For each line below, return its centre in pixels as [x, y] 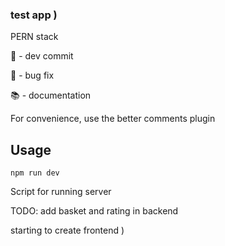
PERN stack [34, 37]
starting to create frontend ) [67, 230]
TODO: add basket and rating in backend [94, 211]
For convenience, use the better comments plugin [113, 119]
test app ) [34, 15]
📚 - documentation [51, 95]
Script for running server [61, 192]
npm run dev [35, 173]
